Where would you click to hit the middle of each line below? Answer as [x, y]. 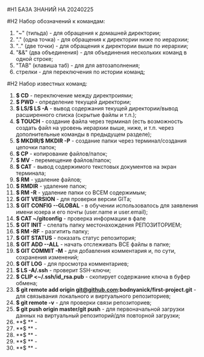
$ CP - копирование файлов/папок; [62, 154]
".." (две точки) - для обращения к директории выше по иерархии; [102, 46]
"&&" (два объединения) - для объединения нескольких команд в [101, 52]
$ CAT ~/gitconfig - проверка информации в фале [81, 218]
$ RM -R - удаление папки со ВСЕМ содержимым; [81, 193]
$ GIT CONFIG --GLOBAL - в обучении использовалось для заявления [107, 205]
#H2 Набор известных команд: [47, 83]
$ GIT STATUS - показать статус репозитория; [76, 238]
